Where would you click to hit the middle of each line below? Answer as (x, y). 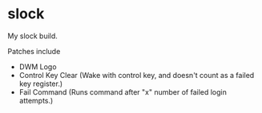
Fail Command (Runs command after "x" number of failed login (123, 92)
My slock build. (32, 36)
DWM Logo (38, 66)
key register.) (41, 84)
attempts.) (36, 100)
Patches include (34, 51)
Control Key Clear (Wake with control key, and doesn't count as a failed (137, 75)
